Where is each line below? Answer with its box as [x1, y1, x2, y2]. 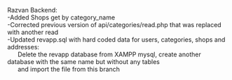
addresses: [7, 43, 40, 51]
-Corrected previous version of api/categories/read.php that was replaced [7, 21, 222, 29]
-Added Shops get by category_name [7, 13, 116, 22]
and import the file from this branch [17, 65, 121, 73]
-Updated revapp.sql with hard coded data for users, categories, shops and [7, 35, 226, 44]
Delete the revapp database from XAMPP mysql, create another [17, 50, 201, 58]
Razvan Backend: [7, 6, 57, 14]
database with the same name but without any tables [7, 58, 160, 65]
